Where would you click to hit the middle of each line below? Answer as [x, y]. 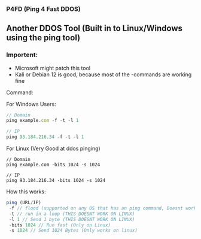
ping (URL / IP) [24, 203]
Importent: [22, 55]
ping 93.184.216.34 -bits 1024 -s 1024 [56, 181]
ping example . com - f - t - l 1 [42, 121]
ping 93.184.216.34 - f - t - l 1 [45, 137]
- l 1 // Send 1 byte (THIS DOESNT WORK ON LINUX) [72, 219]
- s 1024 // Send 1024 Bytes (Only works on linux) [73, 231]
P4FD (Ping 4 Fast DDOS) [43, 9]
